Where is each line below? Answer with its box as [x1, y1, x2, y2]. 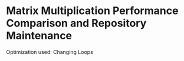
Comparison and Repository [6, 16, 147, 30]
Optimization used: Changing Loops [6, 48, 93, 55]
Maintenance [6, 29, 73, 42]
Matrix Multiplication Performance [6, 4, 179, 18]
